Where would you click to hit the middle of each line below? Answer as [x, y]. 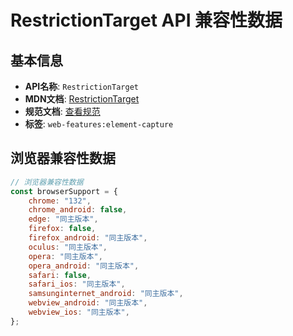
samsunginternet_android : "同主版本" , [106, 294]
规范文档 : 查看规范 [62, 111]
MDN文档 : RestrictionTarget [82, 99]
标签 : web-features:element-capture [99, 124]
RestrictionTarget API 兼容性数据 [146, 20]
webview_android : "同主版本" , [88, 303]
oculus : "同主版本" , [68, 247]
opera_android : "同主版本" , [84, 266]
